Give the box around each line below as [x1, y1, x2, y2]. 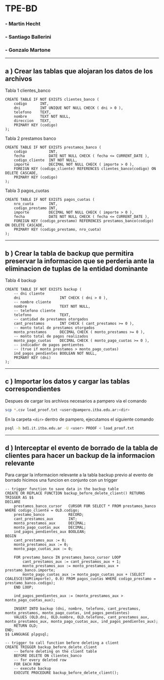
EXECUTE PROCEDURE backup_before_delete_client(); [14, 670, 119, 676]
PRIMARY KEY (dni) [14, 355, 51, 360]
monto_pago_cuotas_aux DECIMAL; [14, 525, 86, 530]
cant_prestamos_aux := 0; [14, 538, 67, 543]
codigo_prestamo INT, [14, 206, 58, 211]
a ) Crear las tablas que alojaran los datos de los [5, 67, 153, 75]
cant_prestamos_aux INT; [14, 516, 78, 522]
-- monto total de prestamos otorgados [14, 325, 95, 330]
